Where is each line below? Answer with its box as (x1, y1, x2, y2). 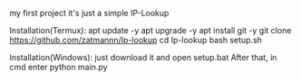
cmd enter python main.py (9, 62, 108, 72)
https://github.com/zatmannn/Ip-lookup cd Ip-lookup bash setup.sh (9, 35, 263, 45)
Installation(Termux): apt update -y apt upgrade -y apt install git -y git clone (9, 25, 292, 35)
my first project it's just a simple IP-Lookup (9, 8, 170, 18)
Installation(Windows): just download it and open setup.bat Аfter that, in (9, 52, 277, 62)
